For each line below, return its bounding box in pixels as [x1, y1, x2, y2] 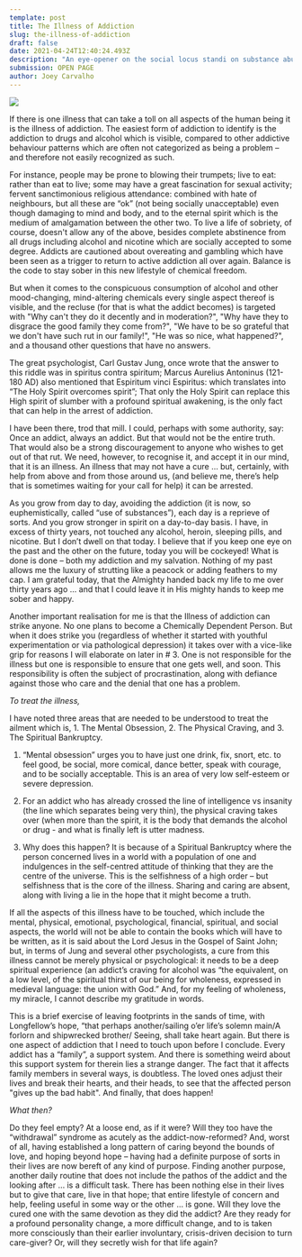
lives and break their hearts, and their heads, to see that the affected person [9, 1078, 292, 1088]
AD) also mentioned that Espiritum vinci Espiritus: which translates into [24, 376, 286, 387]
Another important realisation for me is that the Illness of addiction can [9, 610, 271, 622]
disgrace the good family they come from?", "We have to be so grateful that [9, 321, 289, 332]
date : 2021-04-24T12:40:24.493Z [9, 47, 130, 56]
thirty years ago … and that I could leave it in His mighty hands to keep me [9, 583, 285, 595]
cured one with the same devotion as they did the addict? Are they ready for [9, 1208, 291, 1219]
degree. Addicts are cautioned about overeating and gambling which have [9, 245, 284, 257]
